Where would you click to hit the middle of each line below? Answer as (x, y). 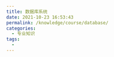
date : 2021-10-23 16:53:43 (40, 17)
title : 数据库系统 (27, 12)
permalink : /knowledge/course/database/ (58, 23)
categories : (21, 28)
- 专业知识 (23, 34)
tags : (13, 39)
